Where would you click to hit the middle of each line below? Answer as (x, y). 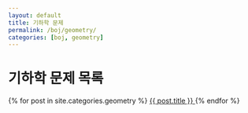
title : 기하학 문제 (36, 23)
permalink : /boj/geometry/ (52, 30)
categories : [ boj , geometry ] (56, 37)
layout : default (35, 15)
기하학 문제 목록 (56, 78)
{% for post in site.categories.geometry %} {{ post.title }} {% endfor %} (124, 101)
